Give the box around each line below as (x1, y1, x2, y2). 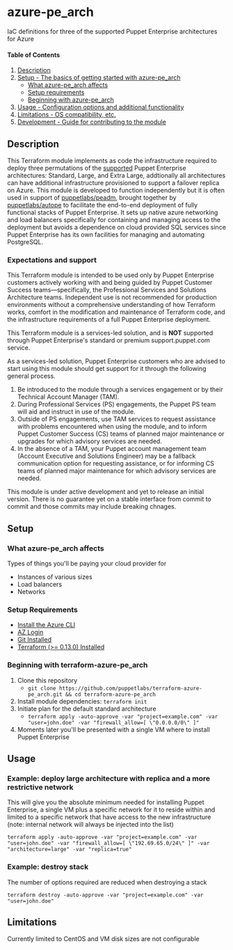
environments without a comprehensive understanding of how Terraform (7, 301, 216, 309)
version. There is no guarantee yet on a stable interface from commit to (7, 495, 212, 503)
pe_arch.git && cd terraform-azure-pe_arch (27, 690, 156, 698)
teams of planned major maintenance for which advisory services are (17, 467, 216, 475)
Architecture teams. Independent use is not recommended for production (7, 293, 217, 301)
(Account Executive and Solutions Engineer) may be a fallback (17, 452, 196, 460)
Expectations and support (7, 255, 97, 264)
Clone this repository (17, 676, 78, 684)
